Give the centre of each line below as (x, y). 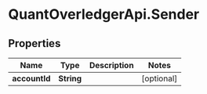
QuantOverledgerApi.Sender (104, 14)
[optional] (160, 78)
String (70, 78)
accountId (31, 78)
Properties (34, 43)
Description (112, 65)
